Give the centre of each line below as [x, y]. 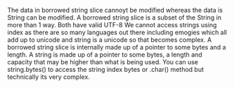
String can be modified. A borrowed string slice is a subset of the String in [114, 17]
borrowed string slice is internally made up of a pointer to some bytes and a [117, 47]
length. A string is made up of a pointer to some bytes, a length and [105, 54]
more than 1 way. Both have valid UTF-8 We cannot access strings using [112, 25]
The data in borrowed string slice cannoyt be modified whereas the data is [115, 10]
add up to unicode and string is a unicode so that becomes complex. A [110, 40]
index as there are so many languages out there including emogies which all [117, 32]
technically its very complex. [48, 77]
